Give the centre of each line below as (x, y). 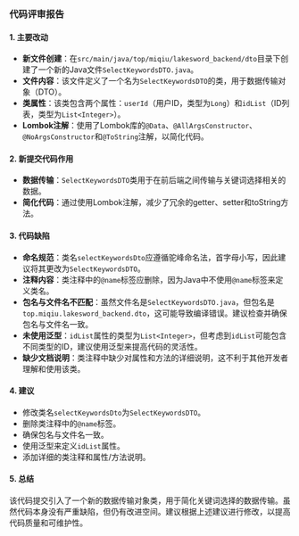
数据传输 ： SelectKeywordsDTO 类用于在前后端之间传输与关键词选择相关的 (154, 180)
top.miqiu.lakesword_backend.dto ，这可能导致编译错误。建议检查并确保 (154, 313)
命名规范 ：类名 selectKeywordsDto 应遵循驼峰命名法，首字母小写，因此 (150, 257)
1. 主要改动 (29, 37)
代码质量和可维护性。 (48, 523)
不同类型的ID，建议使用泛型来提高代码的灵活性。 (112, 346)
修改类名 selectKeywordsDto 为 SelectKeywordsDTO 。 (114, 412)
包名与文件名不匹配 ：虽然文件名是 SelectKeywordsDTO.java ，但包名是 (148, 301)
